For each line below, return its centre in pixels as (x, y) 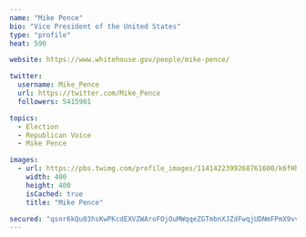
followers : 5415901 (55, 101)
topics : (24, 118)
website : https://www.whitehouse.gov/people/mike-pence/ (120, 60)
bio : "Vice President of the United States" (95, 26)
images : (24, 160)
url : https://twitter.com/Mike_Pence (89, 93)
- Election (38, 127)
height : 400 (48, 185)
